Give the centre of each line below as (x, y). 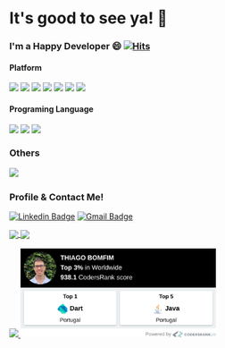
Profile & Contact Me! (57, 197)
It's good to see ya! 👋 (88, 18)
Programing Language (51, 109)
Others (25, 153)
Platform (26, 67)
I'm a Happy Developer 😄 (66, 47)
